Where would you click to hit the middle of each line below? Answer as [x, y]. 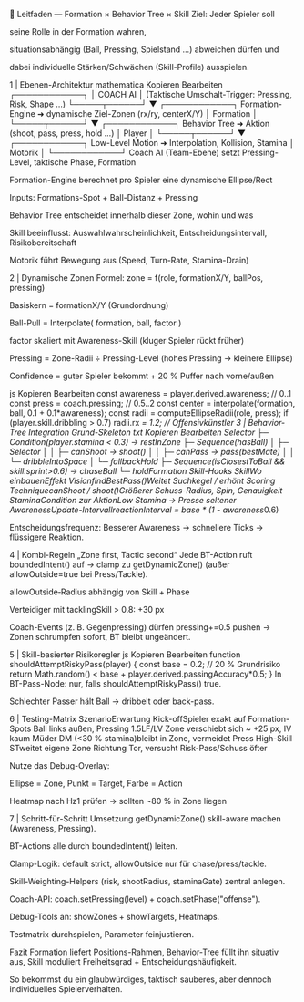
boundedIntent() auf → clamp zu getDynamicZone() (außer [120, 564]
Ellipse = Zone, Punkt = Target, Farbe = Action [96, 783]
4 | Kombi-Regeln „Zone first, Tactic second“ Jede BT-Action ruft [131, 555]
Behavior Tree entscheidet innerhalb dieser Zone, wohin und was [132, 215]
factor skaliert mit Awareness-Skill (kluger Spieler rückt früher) [127, 341]
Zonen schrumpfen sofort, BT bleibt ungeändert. [100, 637]
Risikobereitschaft [43, 243]
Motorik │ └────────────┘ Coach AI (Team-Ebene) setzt [125, 152]
